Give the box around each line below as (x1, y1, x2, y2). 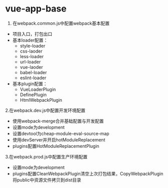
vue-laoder (20, 64, 43, 70)
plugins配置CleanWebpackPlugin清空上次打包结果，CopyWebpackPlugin (12, 170, 163, 176)
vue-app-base (5, 3, 67, 15)
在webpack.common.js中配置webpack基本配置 (12, 20, 110, 26)
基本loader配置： (12, 37, 48, 43)
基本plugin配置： (12, 81, 48, 87)
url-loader (20, 59, 41, 65)
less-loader (20, 53, 44, 59)
